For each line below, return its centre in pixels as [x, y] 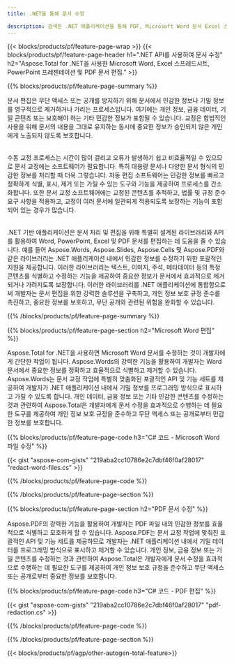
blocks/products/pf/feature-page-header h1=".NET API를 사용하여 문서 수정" [115, 54]
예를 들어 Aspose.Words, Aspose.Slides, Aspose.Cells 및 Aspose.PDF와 [123, 249]
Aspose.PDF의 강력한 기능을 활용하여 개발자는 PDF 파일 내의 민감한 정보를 [109, 524]
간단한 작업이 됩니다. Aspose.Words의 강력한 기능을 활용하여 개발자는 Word [118, 361]
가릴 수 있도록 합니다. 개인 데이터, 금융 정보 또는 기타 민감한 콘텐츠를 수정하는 [119, 396]
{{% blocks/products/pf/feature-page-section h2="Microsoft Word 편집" [111, 330]
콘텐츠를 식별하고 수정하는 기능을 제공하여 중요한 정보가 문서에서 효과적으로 [110, 276]
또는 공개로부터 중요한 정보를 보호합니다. [62, 576]
